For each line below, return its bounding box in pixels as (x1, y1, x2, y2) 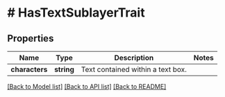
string (54, 64, 75, 74)
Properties (7, 33, 54, 44)
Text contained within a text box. (81, 64, 187, 74)
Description (114, 53, 154, 62)
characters (10, 64, 48, 74)
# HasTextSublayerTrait (7, 5, 145, 21)
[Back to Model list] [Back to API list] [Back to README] (7, 82, 167, 91)
